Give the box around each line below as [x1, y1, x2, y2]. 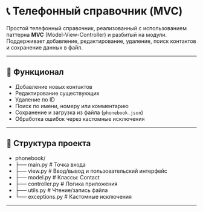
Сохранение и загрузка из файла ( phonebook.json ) [14, 109, 144, 116]
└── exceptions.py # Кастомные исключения [14, 193, 132, 200]
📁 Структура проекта [6, 138, 91, 149]
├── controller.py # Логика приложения [14, 180, 118, 187]
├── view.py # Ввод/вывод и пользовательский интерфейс [14, 167, 167, 175]
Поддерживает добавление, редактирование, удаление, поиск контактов [6, 37, 196, 45]
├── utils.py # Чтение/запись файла [14, 186, 108, 194]
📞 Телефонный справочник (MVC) [6, 4, 183, 18]
